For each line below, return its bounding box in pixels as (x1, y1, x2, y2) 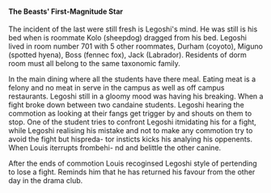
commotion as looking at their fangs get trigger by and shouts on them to (8, 109, 252, 119)
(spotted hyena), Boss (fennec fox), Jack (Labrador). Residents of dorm (8, 50, 247, 60)
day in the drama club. (8, 176, 83, 186)
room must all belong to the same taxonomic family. (8, 59, 180, 69)
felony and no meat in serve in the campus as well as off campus (8, 83, 225, 93)
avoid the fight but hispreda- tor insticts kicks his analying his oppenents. (8, 134, 253, 145)
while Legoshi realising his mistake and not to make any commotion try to (8, 126, 253, 136)
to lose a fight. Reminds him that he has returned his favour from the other (8, 167, 256, 177)
